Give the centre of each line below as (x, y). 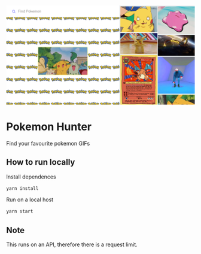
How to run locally (41, 162)
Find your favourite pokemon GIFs (48, 143)
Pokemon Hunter (49, 127)
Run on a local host (30, 199)
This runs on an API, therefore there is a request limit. (72, 244)
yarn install (22, 188)
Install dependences (31, 177)
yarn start (20, 211)
